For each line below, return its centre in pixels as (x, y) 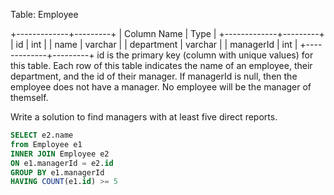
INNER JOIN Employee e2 (60, 154)
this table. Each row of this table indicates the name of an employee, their (161, 65)
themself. (29, 97)
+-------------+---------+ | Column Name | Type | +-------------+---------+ (167, 33)
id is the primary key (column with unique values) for (205, 55)
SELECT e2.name (42, 135)
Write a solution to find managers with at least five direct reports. (144, 117)
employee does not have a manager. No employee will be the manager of (161, 87)
